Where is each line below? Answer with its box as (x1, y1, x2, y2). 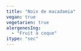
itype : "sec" (6, 36, 39, 42)
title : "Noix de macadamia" (6, 8, 76, 15)
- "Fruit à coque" (11, 30, 58, 36)
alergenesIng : (6, 25, 42, 31)
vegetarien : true (6, 19, 49, 25)
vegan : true (6, 14, 36, 20)
